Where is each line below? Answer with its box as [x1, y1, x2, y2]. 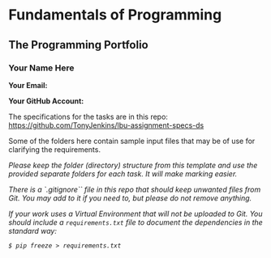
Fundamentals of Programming [8, 6, 222, 24]
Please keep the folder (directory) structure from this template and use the [8, 160, 258, 170]
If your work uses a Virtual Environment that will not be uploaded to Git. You [8, 209, 263, 218]
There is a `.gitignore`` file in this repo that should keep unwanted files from [8, 184, 261, 194]
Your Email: [8, 80, 48, 90]
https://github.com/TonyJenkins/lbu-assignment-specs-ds [8, 120, 204, 130]
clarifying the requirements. [8, 144, 101, 154]
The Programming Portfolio [8, 38, 148, 52]
